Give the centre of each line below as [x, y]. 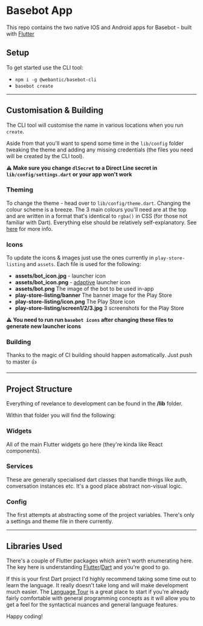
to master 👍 [22, 362]
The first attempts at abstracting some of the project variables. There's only [100, 515]
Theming [20, 190]
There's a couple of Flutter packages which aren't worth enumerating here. [100, 561]
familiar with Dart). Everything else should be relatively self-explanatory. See [101, 222]
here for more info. [30, 228]
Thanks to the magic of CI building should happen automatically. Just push [99, 355]
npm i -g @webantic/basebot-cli [56, 79]
